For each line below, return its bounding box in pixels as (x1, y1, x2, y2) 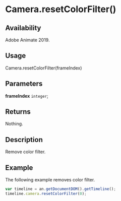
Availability (5, 24, 41, 32)
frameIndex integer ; (5, 93, 49, 99)
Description (5, 135, 43, 144)
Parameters (5, 80, 43, 88)
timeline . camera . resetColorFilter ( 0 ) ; (5, 191, 87, 196)
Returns (5, 107, 31, 116)
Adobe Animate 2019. (5, 37, 50, 43)
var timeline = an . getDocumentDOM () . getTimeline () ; (5, 186, 116, 192)
